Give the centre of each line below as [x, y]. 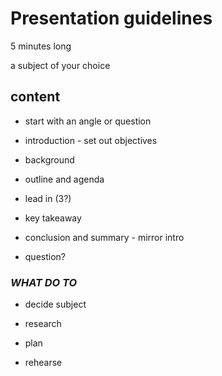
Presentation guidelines [111, 18]
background [49, 159]
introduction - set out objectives [91, 140]
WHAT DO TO [44, 282]
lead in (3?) [48, 198]
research [43, 324]
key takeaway [53, 218]
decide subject [55, 304]
